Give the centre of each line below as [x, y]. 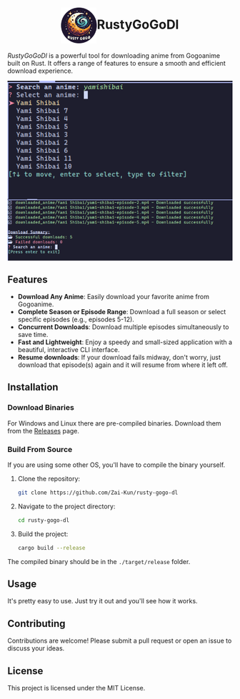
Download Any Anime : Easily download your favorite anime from [113, 297]
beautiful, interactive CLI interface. [69, 350]
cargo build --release [51, 548]
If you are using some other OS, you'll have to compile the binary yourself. [116, 465]
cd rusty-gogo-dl [44, 520]
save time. [33, 335]
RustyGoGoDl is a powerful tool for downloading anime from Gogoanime [114, 55]
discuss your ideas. [36, 648]
